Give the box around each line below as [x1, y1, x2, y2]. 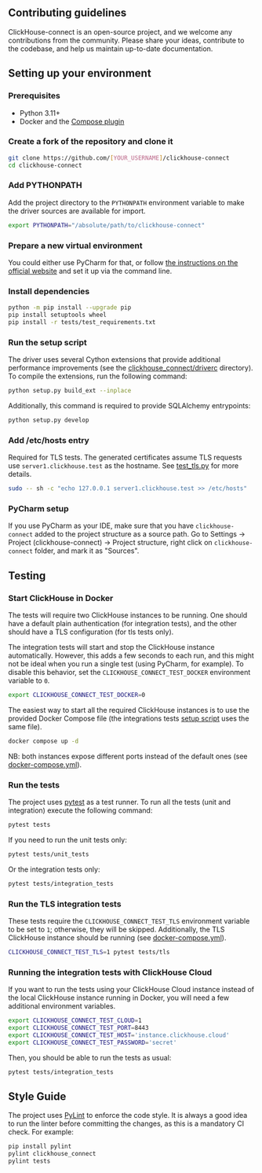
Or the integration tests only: [8, 865, 100, 874]
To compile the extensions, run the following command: [8, 371, 187, 381]
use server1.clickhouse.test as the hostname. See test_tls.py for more [8, 461, 239, 470]
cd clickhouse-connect [8, 161, 82, 169]
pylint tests [8, 1157, 51, 1165]
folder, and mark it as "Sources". [35, 546, 140, 555]
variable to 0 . [8, 676, 50, 685]
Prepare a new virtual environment [8, 240, 143, 251]
